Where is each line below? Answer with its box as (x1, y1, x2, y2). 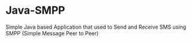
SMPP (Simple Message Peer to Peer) (5, 29, 99, 36)
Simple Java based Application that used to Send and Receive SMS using (5, 23, 187, 30)
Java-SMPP (5, 4, 65, 17)
